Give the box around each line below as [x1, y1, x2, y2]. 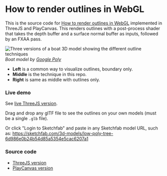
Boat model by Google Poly [5, 56, 61, 62]
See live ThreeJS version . [5, 100, 58, 106]
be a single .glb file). [5, 115, 48, 121]
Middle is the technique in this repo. [12, 71, 87, 77]
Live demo [5, 89, 31, 96]
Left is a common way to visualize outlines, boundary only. [12, 66, 133, 72]
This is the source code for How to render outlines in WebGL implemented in [5, 20, 163, 26]
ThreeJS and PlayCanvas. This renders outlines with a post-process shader [5, 25, 161, 31]
